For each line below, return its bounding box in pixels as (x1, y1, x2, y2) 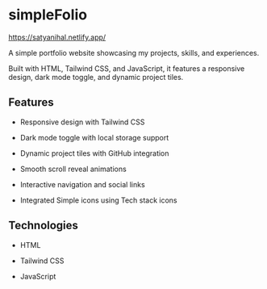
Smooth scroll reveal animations (19, 164, 127, 174)
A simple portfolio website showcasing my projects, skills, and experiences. (8, 48, 260, 57)
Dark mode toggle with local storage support (19, 132, 169, 142)
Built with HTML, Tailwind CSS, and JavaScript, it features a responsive (8, 63, 245, 73)
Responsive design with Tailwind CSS (19, 117, 145, 127)
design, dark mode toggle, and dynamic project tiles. (8, 72, 184, 82)
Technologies (8, 219, 79, 232)
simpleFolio (8, 6, 87, 24)
